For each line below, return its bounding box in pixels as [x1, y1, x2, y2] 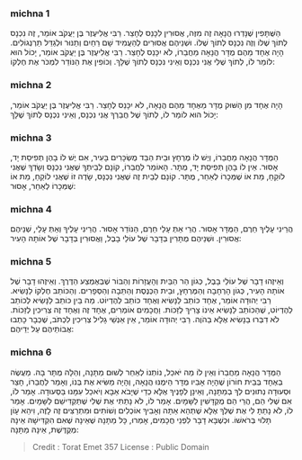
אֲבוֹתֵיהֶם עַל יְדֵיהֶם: [10, 323, 75, 335]
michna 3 [10, 131, 52, 144]
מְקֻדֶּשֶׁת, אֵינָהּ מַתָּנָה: [10, 424, 79, 435]
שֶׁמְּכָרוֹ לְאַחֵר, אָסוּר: [10, 180, 76, 191]
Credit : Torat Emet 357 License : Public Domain [31, 441, 209, 452]
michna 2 [10, 79, 52, 92]
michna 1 [10, 7, 50, 20]
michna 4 [10, 203, 52, 215]
